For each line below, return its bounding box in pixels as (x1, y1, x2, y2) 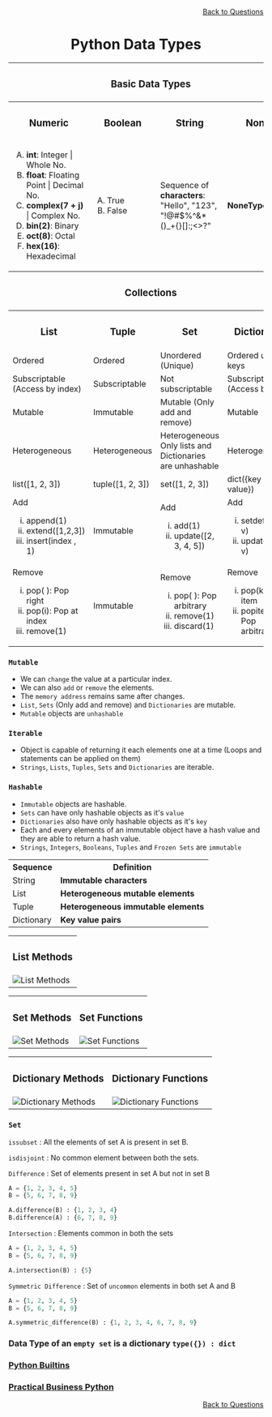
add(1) (173, 520, 201, 531)
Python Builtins (8, 1359, 70, 1371)
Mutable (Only (159, 396, 215, 408)
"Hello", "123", (159, 199, 218, 211)
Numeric (28, 117, 69, 130)
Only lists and (159, 439, 212, 451)
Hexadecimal (26, 250, 76, 262)
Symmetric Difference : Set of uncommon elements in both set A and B (8, 1281, 236, 1291)
